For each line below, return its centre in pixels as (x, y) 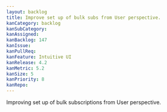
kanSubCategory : (27, 29)
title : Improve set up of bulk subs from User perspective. (84, 18)
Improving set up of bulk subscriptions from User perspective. (84, 102)
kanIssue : (19, 46)
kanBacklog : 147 (27, 40)
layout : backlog (27, 12)
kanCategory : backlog (34, 23)
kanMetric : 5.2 (25, 68)
